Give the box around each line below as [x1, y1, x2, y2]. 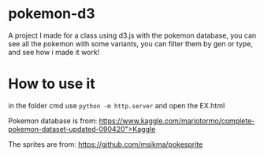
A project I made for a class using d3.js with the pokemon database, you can [8, 31, 257, 40]
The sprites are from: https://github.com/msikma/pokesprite [8, 139, 203, 149]
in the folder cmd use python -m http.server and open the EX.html [8, 100, 225, 110]
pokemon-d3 [8, 5, 96, 23]
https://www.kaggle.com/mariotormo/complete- [99, 115, 255, 126]
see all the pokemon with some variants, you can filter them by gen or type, [8, 38, 254, 48]
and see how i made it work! [8, 47, 100, 57]
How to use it [8, 75, 96, 93]
